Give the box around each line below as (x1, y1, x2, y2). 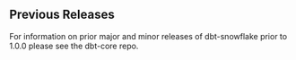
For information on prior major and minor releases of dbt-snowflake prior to (9, 30, 288, 41)
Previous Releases (9, 7, 115, 22)
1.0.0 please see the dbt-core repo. (9, 40, 139, 51)
